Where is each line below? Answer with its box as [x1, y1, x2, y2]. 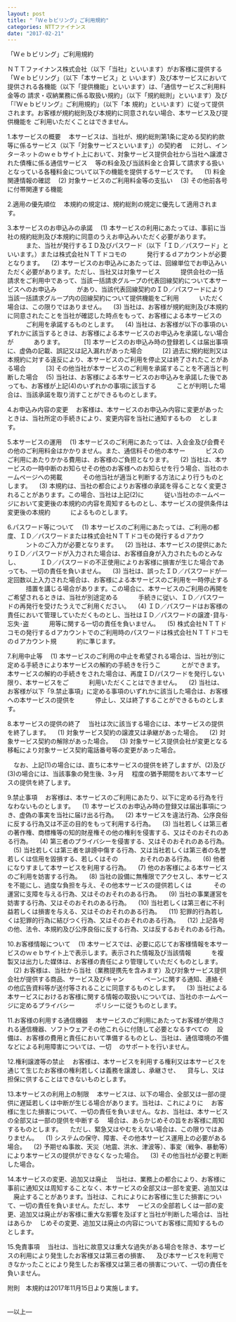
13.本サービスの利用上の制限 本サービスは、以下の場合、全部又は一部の [7, 1090, 220, 1099]
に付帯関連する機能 [7, 185, 63, 194]
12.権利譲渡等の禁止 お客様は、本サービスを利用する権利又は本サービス [7, 1057, 221, 1066]
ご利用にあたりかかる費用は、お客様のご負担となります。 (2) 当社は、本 [7, 456, 221, 464]
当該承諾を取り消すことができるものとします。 [25, 390, 161, 399]
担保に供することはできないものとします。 [7, 1075, 130, 1083]
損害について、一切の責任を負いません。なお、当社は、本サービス [37, 1107, 228, 1116]
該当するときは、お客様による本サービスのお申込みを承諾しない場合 [31, 329, 229, 338]
